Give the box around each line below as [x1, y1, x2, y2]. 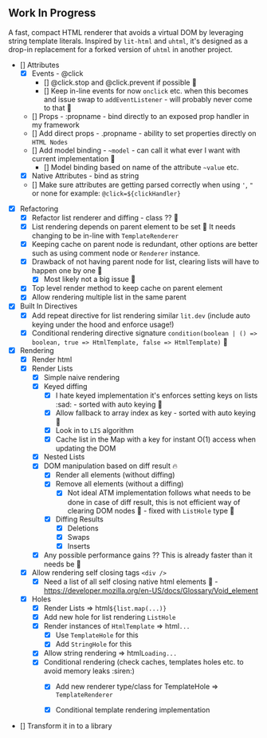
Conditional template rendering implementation [55, 704, 210, 714]
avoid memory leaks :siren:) [43, 666, 135, 676]
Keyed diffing [43, 381, 88, 391]
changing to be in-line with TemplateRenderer [31, 231, 179, 240]
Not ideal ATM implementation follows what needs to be [67, 488, 251, 498]
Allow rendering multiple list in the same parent [31, 292, 187, 302]
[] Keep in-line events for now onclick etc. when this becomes [43, 85, 249, 95]
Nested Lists [43, 452, 85, 462]
